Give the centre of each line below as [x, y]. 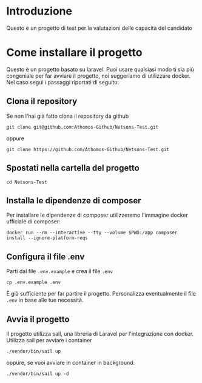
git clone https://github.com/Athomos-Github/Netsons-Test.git [88, 149]
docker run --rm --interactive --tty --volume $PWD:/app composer [92, 233]
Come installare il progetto [74, 53]
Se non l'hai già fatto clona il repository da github [68, 116]
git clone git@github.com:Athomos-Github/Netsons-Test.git [82, 127]
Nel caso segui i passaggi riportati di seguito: [63, 82]
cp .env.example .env [34, 283]
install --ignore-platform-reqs [47, 238]
